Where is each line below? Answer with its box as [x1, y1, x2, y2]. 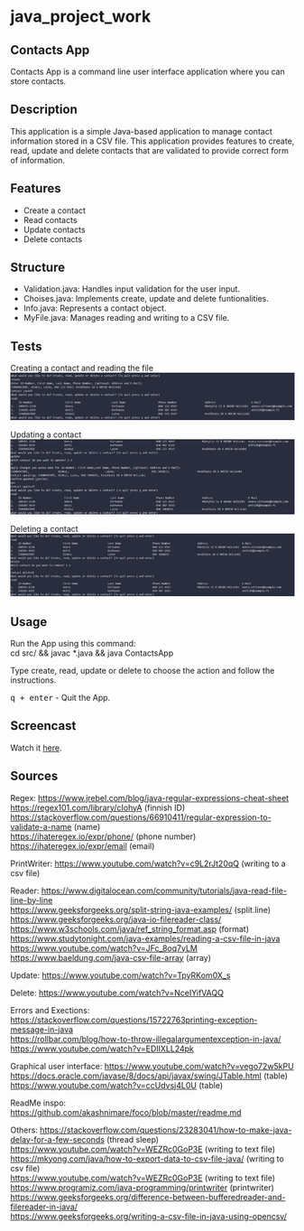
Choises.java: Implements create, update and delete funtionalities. [23, 294, 269, 304]
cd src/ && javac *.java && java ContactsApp [10, 648, 174, 658]
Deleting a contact [10, 523, 79, 534]
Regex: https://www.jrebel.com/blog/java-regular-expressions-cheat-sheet [10, 792, 290, 803]
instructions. [10, 675, 57, 685]
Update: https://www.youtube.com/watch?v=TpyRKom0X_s [10, 969, 231, 981]
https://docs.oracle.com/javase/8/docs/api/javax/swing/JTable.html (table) [10, 1070, 288, 1081]
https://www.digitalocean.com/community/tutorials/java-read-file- [41, 885, 288, 896]
